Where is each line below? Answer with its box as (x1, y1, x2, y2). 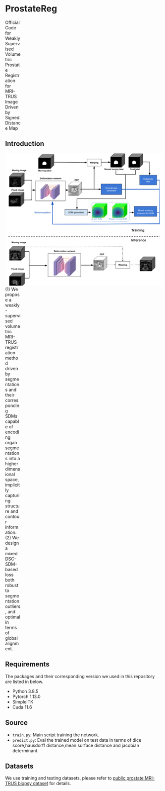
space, (5, 477, 19, 483)
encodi (5, 429, 19, 435)
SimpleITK (12, 698, 34, 704)
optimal (5, 614, 21, 620)
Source (5, 718, 28, 727)
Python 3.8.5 (12, 688, 39, 694)
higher (5, 461, 18, 467)
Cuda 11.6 (12, 704, 32, 710)
